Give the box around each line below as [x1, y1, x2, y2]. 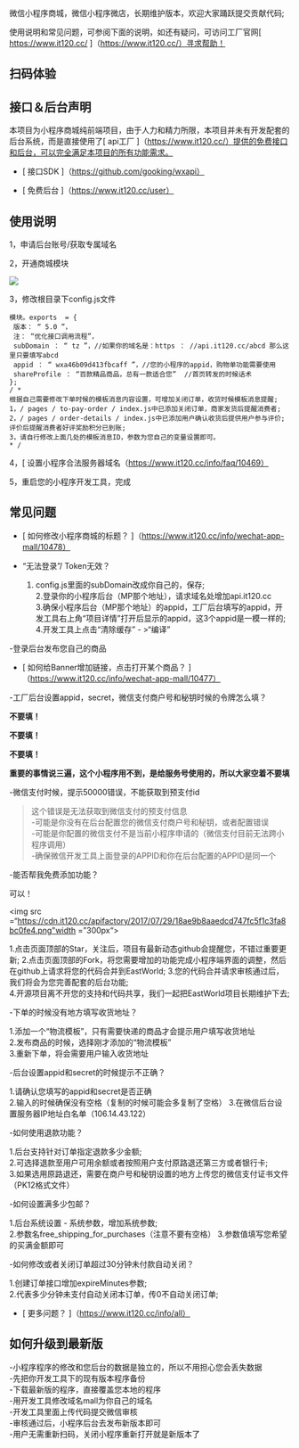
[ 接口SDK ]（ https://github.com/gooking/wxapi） [21, 166, 205, 177]
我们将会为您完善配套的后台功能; [9, 976, 129, 987]
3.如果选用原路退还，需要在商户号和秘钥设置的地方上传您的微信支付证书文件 [9, 1168, 289, 1179]
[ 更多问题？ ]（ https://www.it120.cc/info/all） [21, 1307, 191, 1318]
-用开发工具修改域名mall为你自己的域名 [9, 1395, 153, 1406]
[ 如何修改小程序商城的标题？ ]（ [21, 530, 142, 541]
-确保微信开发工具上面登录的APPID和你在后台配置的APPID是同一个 [30, 850, 277, 860]
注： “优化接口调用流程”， [12, 333, 99, 341]
